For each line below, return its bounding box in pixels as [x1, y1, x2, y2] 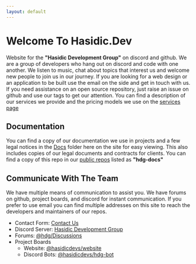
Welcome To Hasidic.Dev [6, 34, 132, 47]
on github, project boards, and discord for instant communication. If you [6, 195, 182, 202]
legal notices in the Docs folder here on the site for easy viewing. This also [6, 144, 188, 151]
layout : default [6, 8, 46, 15]
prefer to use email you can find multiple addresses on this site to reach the [6, 202, 191, 209]
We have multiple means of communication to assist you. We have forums [6, 189, 187, 196]
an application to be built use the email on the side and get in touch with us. [6, 79, 191, 86]
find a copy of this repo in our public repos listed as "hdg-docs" [6, 156, 164, 163]
